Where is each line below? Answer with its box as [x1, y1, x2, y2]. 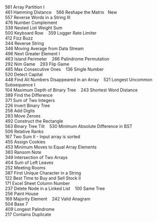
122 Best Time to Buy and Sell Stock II [5, 175, 81, 181]
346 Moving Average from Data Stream [5, 46, 84, 51]
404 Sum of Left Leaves [5, 160, 54, 165]
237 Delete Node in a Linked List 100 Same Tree [5, 185, 105, 191]
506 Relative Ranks [5, 129, 44, 134]
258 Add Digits [5, 108, 35, 114]
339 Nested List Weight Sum [5, 25, 62, 31]
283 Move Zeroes [5, 113, 41, 119]
